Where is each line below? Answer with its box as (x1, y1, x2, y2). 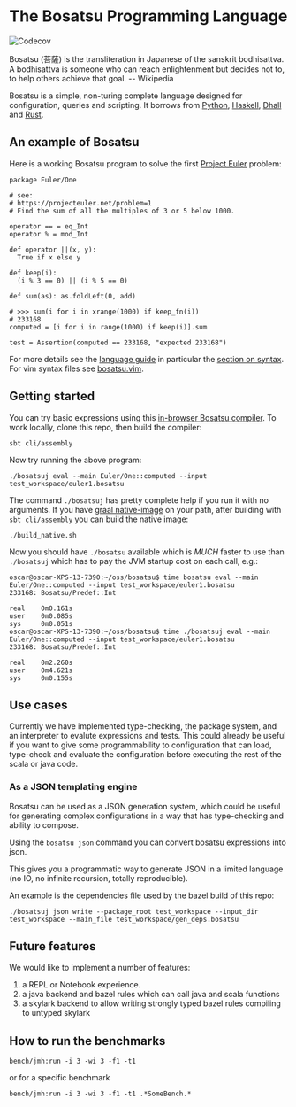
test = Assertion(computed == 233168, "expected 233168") (9, 338, 227, 347)
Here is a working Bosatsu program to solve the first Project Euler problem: (9, 158, 282, 169)
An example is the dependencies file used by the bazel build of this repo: (9, 890, 275, 901)
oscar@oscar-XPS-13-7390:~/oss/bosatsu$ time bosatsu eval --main (9, 573, 259, 582)
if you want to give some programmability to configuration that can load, (9, 739, 272, 750)
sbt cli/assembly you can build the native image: (9, 514, 189, 524)
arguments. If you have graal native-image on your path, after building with (9, 504, 282, 515)
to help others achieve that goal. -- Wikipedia (9, 73, 174, 83)
